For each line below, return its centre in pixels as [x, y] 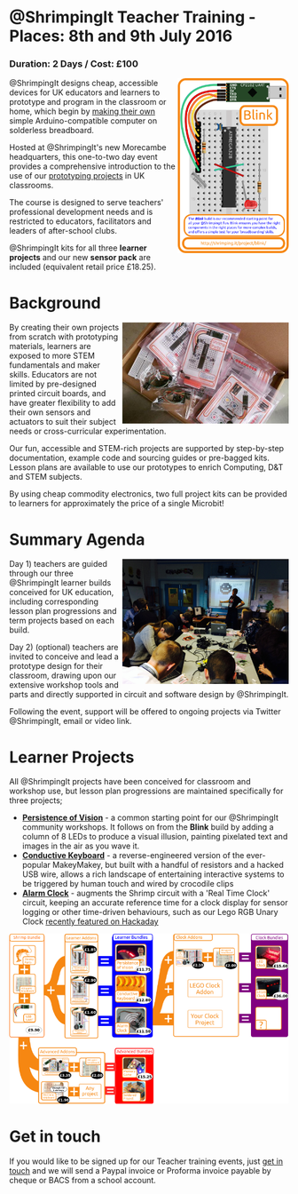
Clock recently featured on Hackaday [90, 921]
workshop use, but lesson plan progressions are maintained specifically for [146, 791]
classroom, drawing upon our [63, 676]
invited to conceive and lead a [64, 657]
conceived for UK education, [62, 593]
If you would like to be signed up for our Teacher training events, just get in [146, 1161]
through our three [41, 573]
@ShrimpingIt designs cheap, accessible [84, 84]
